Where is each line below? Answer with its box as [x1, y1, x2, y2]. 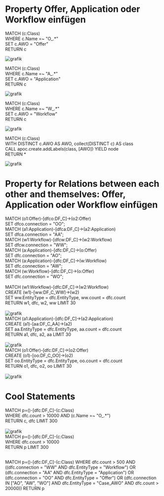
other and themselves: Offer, [5, 189, 126, 200]
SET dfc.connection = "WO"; [5, 274, 64, 279]
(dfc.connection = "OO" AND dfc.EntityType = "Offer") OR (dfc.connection [5, 475, 157, 481]
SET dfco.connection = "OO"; [5, 220, 65, 226]
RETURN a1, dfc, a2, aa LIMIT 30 [5, 331, 72, 337]
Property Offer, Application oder [5, 3, 140, 15]
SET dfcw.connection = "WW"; [5, 242, 68, 248]
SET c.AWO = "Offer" [5, 41, 48, 47]
